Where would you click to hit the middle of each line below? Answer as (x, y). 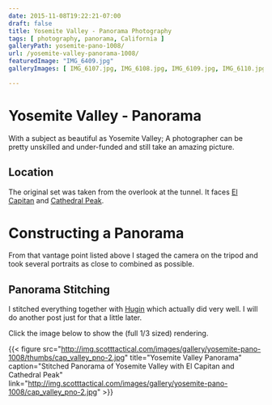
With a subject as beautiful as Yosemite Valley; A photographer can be (125, 138)
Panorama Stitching (59, 290)
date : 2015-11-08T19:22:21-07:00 (65, 16)
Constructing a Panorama (96, 233)
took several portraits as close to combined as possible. (101, 264)
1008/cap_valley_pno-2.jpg (53, 392)
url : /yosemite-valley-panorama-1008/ (74, 53)
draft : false (30, 23)
